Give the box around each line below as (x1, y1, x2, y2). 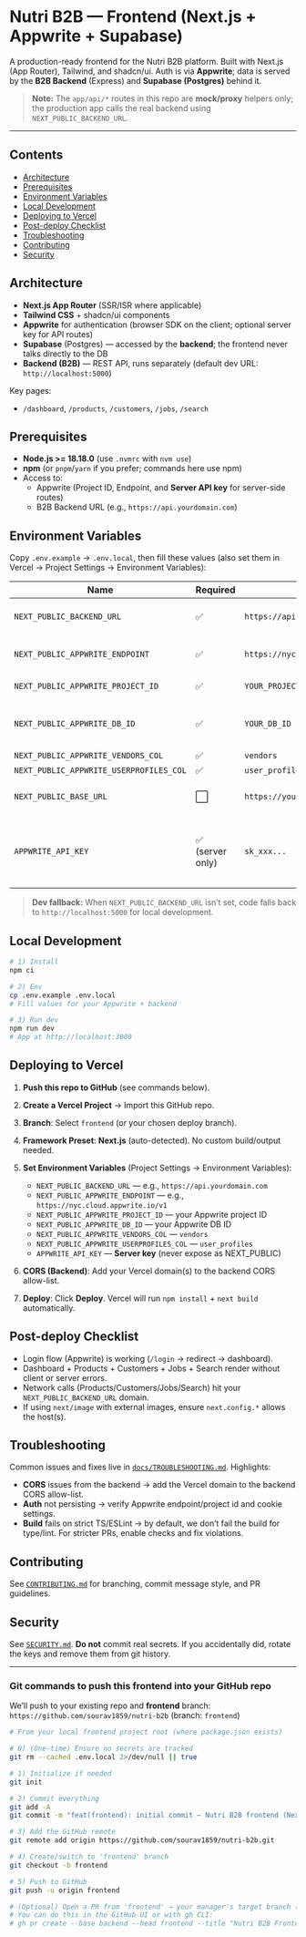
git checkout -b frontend (9, 1860, 107, 1870)
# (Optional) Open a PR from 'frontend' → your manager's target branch (9, 1902, 291, 1911)
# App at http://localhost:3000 (9, 1033, 132, 1042)
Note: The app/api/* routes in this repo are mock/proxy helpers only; (31, 93, 294, 104)
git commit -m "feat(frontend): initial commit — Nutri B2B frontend (9, 1811, 280, 1820)
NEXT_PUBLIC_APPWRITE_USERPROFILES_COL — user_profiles (36, 1238, 253, 1249)
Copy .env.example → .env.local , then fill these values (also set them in (9, 552, 280, 563)
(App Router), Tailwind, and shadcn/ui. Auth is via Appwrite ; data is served (9, 66, 291, 77)
